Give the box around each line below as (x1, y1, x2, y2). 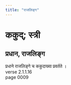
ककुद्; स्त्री (5, 29, 40, 40)
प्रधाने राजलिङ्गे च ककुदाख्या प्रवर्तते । (5, 63, 67, 69)
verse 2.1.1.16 (5, 69, 32, 75)
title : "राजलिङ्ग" (5, 7, 39, 13)
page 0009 (5, 74, 29, 80)
